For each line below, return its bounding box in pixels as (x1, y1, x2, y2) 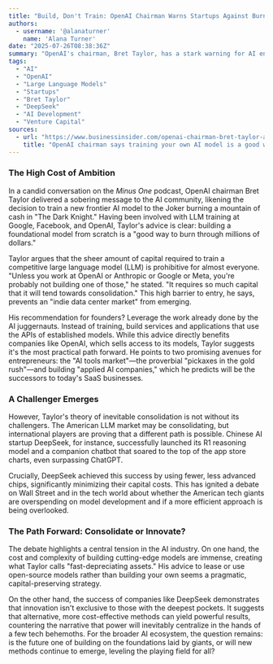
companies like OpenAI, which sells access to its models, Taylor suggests (8, 339, 255, 348)
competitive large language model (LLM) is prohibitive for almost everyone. (8, 262, 260, 272)
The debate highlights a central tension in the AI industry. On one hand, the (8, 544, 260, 554)
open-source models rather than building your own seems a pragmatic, (8, 570, 247, 580)
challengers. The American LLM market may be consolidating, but (8, 421, 229, 430)
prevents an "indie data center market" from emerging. (8, 296, 193, 306)
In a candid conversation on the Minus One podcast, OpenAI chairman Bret (8, 186, 260, 195)
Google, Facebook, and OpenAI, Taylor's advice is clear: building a (8, 221, 232, 230)
